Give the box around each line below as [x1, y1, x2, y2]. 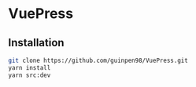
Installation [8, 36, 65, 49]
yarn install [8, 63, 51, 71]
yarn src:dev [8, 71, 51, 79]
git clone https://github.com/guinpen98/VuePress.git [8, 56, 189, 64]
